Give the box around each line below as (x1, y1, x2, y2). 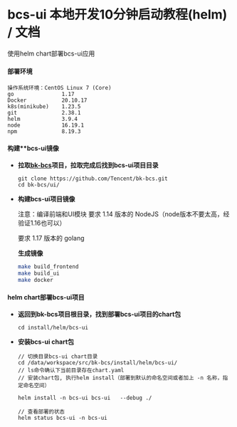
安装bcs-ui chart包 (17, 337, 75, 346)
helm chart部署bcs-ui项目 (7, 292, 85, 301)
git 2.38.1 (7, 110, 81, 117)
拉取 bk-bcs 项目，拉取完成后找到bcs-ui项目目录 (17, 161, 159, 169)
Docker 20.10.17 (7, 97, 88, 104)
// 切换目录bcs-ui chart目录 (17, 353, 98, 360)
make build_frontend (17, 263, 79, 270)
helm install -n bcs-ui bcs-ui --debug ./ (17, 394, 152, 402)
